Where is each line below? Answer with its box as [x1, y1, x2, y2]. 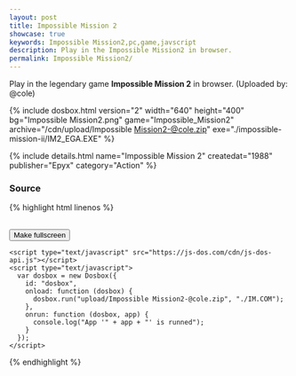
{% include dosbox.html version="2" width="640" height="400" [9, 106, 244, 115]
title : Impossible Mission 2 [9, 21, 117, 30]
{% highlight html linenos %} [9, 202, 114, 213]
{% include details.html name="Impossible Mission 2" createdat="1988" [9, 151, 273, 161]
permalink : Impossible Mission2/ [9, 54, 133, 63]
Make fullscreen [13, 231, 67, 240]
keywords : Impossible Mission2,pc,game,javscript [9, 37, 197, 47]
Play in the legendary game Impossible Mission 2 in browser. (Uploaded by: [9, 79, 289, 89]
